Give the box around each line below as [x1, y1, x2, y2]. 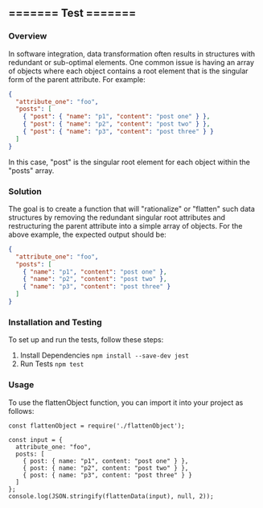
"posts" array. [8, 165, 55, 176]
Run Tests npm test [19, 359, 84, 369]
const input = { [8, 436, 63, 444]
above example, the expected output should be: [8, 229, 166, 239]
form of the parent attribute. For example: [8, 74, 146, 84]
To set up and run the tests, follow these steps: [8, 335, 164, 345]
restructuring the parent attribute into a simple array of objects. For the [8, 221, 243, 230]
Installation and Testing [8, 316, 102, 328]
